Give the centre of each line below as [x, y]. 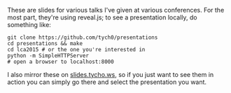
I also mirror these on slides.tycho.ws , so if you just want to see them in [111, 75]
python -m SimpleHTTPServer [48, 56]
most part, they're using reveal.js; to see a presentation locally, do [102, 17]
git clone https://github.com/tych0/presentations [83, 37]
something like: [29, 25]
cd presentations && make [45, 44]
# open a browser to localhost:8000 [61, 62]
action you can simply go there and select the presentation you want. [107, 82]
